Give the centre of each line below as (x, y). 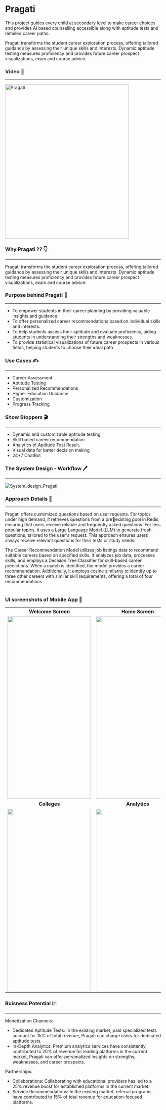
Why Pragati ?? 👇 (26, 249)
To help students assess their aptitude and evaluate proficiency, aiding (84, 331)
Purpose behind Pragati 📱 (36, 295)
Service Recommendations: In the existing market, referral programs (82, 1091)
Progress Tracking (31, 404)
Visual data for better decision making (51, 450)
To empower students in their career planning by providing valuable (81, 311)
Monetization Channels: (29, 1020)
